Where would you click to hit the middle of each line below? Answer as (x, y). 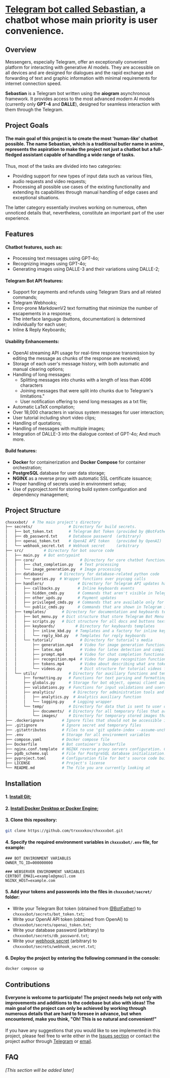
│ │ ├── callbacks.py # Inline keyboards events (70, 588)
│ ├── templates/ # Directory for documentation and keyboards (82, 612)
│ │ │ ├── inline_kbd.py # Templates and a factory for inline (81, 631)
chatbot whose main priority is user (81, 20)
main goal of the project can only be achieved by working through (76, 1008)
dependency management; (41, 495)
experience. (18, 218)
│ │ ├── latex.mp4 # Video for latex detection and (78, 650)
